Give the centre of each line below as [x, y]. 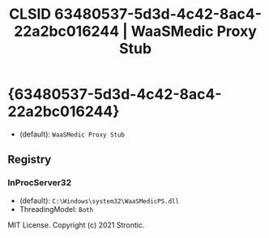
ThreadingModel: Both [56, 209]
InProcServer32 [40, 183]
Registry [30, 160]
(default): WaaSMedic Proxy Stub [72, 134]
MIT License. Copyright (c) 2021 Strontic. [76, 225]
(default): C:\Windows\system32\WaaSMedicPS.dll [99, 201]
